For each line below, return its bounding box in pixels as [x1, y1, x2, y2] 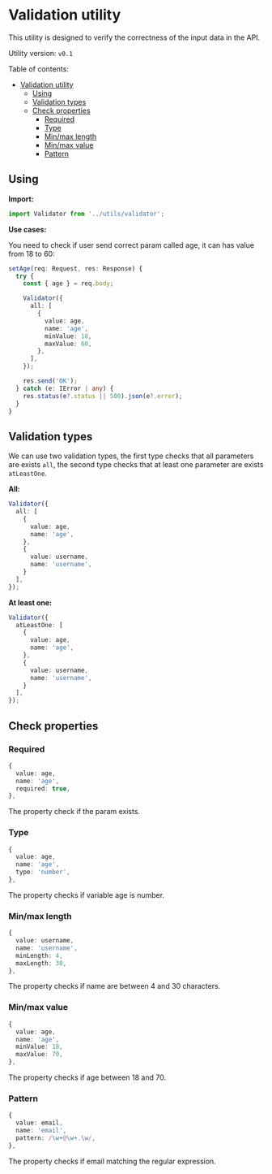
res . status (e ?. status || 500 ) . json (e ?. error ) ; [23, 392, 183, 400]
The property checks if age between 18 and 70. [8, 1072, 167, 1082]
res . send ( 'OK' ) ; [23, 377, 79, 385]
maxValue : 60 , [44, 340, 92, 348]
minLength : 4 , [15, 951, 63, 960]
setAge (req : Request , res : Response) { [8, 264, 143, 273]
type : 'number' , [15, 868, 70, 877]
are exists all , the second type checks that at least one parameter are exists [8, 460, 264, 470]
